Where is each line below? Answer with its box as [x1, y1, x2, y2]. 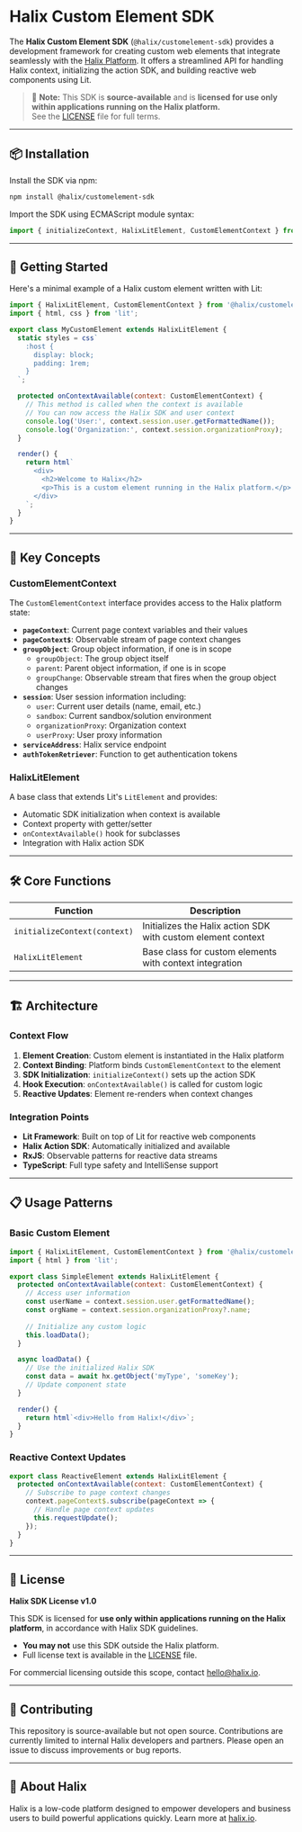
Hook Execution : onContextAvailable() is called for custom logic [22, 1078, 263, 1090]
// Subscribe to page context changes [25, 1488, 171, 1497]
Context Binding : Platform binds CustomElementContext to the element [22, 1059, 281, 1070]
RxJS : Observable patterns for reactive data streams [22, 1150, 218, 1162]
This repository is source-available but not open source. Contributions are [9, 1726, 283, 1737]
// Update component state [25, 1380, 127, 1389]
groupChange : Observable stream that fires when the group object [35, 672, 277, 683]
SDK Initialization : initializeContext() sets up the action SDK [22, 1069, 256, 1080]
